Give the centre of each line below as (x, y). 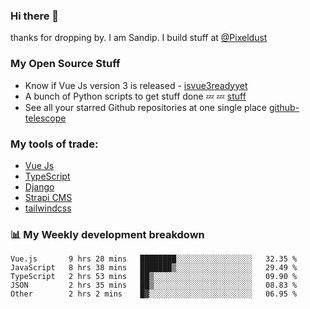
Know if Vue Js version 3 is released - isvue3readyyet (136, 85)
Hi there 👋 (35, 16)
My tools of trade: (54, 144)
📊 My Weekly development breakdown (107, 234)
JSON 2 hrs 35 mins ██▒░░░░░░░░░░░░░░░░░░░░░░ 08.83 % (154, 285)
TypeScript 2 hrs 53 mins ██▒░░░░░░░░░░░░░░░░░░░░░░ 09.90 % (154, 277)
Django (39, 186)
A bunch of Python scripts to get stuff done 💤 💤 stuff (135, 96)
